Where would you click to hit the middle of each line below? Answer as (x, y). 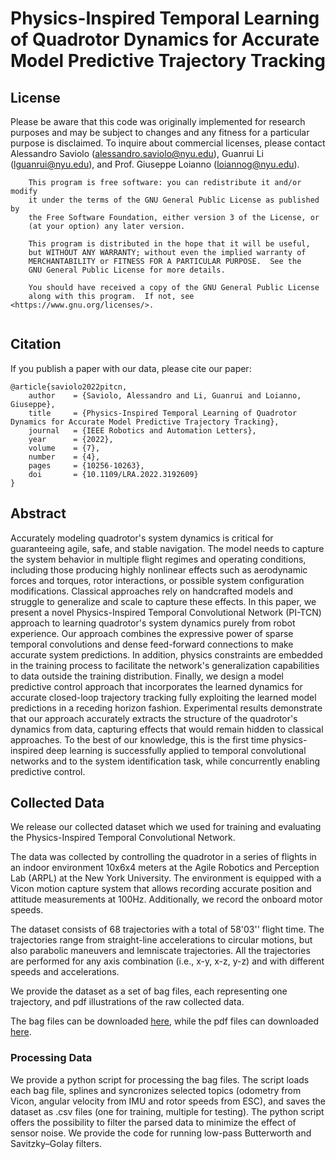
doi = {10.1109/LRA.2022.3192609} (113, 474)
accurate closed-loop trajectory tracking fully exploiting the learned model (163, 697)
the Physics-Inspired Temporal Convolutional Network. (123, 838)
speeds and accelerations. (65, 972)
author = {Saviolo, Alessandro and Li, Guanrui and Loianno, (165, 395)
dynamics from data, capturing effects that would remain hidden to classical (167, 729)
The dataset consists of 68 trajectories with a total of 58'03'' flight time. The (167, 929)
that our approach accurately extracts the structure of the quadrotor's (154, 718)
